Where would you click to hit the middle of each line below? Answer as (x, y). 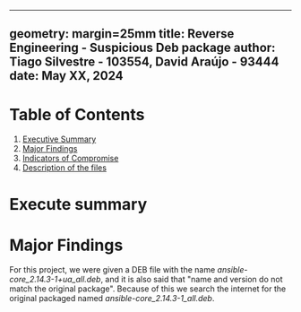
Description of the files (64, 168)
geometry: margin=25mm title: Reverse (122, 34)
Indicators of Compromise (70, 159)
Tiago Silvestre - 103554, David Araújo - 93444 (144, 62)
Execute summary (78, 204)
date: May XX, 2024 (66, 76)
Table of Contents (77, 114)
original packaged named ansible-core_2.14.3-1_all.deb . (112, 299)
